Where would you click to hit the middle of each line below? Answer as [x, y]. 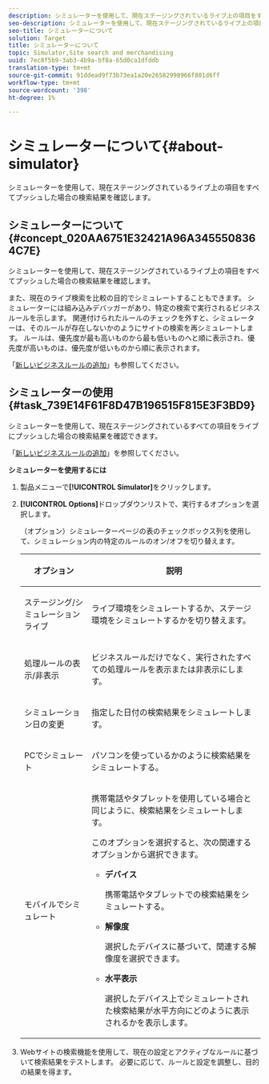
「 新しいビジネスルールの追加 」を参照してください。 [96, 452]
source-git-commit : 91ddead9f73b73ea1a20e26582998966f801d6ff [114, 75]
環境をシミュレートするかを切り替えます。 [171, 620]
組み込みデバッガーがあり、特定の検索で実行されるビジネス [162, 308]
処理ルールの [48, 663]
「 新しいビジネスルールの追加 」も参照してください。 [96, 365]
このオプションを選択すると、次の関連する [171, 842]
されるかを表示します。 [149, 1022]
